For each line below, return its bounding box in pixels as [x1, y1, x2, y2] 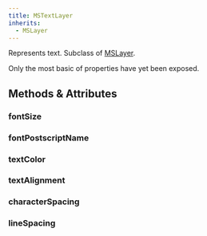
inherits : [8, 19, 42, 27]
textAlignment [8, 175, 66, 186]
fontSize [8, 111, 42, 122]
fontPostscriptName [8, 132, 90, 144]
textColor [8, 153, 46, 164]
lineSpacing [8, 218, 56, 229]
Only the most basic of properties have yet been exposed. [8, 64, 200, 73]
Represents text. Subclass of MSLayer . [8, 49, 136, 58]
